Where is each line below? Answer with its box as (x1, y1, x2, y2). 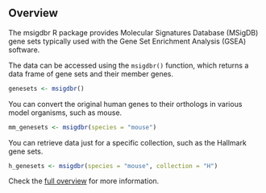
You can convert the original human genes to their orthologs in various (8, 99, 243, 109)
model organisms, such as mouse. (8, 108, 123, 117)
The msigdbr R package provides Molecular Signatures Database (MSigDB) (8, 27, 259, 37)
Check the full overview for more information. (8, 176, 160, 186)
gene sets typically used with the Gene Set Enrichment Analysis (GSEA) (8, 36, 247, 46)
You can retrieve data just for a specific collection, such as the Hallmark (8, 138, 247, 147)
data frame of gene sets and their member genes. (8, 68, 174, 79)
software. (8, 44, 40, 55)
